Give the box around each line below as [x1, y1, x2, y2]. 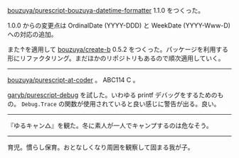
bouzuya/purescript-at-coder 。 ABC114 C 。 [7, 76, 139, 84]
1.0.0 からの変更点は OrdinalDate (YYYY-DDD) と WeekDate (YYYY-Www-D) [7, 21, 231, 30]
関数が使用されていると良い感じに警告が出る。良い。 [64, 100, 221, 108]
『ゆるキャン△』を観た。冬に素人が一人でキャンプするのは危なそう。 [7, 121, 213, 130]
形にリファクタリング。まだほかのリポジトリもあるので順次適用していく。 [7, 54, 225, 62]
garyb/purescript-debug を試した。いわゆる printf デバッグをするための [7, 91, 218, 99]
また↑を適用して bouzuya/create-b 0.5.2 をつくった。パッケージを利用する [7, 45, 229, 53]
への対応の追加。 [7, 30, 58, 38]
